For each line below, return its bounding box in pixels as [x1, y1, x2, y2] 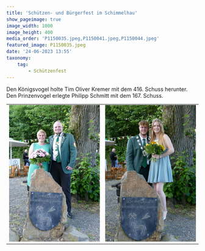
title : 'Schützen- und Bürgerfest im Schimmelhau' [6, 10, 138, 16]
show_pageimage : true [6, 16, 62, 23]
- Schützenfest [28, 68, 67, 74]
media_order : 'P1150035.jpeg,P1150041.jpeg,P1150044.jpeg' [6, 35, 160, 42]
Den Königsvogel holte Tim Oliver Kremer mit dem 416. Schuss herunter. [6, 85, 188, 93]
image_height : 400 [6, 29, 53, 35]
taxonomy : [6, 55, 32, 61]
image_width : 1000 [6, 23, 53, 29]
